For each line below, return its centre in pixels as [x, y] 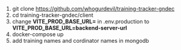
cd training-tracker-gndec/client [53, 15]
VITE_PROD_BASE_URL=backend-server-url [69, 28]
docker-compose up [38, 34]
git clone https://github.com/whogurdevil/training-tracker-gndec [93, 9]
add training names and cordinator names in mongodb [80, 41]
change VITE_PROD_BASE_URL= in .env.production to [81, 21]
